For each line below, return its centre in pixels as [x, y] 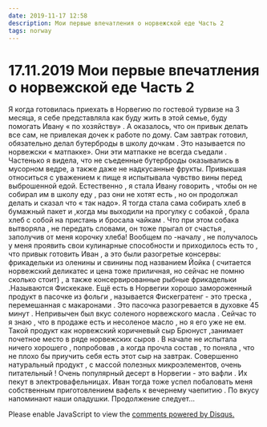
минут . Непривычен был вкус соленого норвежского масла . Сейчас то [132, 314]
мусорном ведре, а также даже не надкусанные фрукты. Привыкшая [127, 169]
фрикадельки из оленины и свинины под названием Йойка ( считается [130, 263]
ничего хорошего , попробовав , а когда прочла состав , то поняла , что [131, 348]
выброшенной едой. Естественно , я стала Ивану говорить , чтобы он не [133, 186]
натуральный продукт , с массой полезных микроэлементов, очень [125, 365]
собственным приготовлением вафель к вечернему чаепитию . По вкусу [133, 390]
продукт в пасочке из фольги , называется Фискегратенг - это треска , [130, 296]
